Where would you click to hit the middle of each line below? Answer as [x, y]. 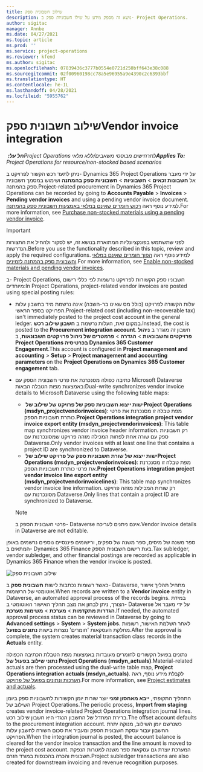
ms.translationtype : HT [36, 79]
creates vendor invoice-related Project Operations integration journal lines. [99, 711]
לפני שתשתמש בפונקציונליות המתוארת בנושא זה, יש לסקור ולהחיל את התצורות [95, 242]
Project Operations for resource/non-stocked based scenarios [84, 162]
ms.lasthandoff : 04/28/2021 [42, 91]
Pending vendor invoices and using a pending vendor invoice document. [98, 199]
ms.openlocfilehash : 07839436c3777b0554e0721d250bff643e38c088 [88, 68]
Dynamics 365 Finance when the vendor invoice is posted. [79, 561]
